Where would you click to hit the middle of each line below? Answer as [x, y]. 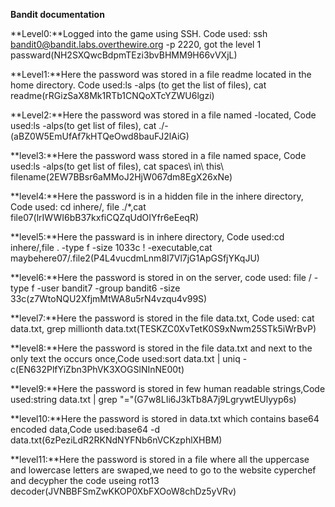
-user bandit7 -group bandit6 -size [108, 288]
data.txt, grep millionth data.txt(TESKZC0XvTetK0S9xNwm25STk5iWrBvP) [163, 328]
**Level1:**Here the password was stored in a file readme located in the [161, 74]
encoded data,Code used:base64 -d [85, 429]
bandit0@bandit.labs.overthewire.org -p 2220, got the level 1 [136, 44]
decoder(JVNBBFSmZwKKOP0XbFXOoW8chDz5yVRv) [123, 491]
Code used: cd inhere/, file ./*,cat [78, 207]
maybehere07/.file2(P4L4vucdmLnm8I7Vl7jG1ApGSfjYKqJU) [135, 258]
